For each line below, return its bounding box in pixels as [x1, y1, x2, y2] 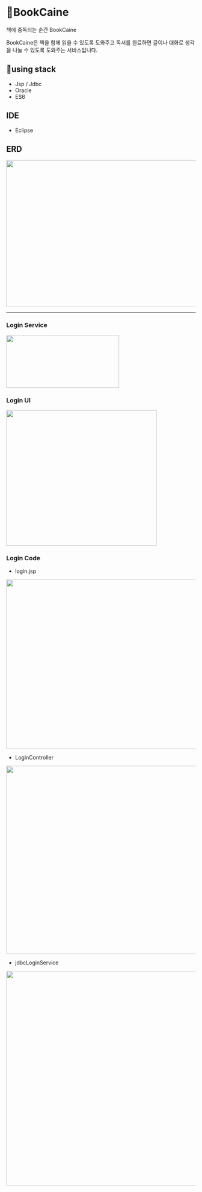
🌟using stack [6, 64, 56, 75]
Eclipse [14, 126, 34, 134]
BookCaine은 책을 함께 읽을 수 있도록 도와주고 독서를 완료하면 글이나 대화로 [6, 39, 184, 46]
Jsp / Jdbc [14, 80, 42, 87]
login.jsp [14, 567, 37, 575]
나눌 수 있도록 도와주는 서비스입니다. [12, 46, 98, 54]
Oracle [14, 87, 32, 94]
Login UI [6, 396, 31, 404]
